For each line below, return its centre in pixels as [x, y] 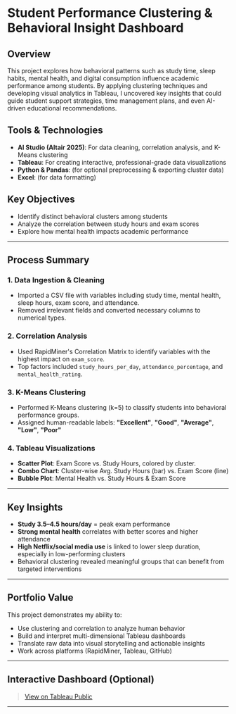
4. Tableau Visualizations [51, 448]
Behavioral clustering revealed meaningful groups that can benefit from [121, 562]
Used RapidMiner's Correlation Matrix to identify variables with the [114, 351]
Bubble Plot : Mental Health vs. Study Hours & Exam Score [101, 478]
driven [17, 108]
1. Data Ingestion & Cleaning [56, 280]
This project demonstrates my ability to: [65, 615]
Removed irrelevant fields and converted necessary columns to [109, 311]
